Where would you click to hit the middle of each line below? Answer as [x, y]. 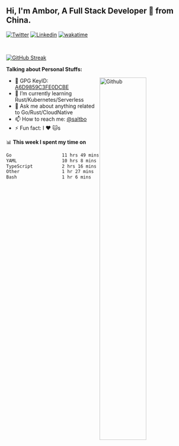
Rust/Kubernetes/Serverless [49, 99]
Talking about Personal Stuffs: [44, 69]
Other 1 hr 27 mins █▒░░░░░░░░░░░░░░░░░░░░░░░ [88, 172]
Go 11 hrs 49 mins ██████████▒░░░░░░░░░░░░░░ [88, 155]
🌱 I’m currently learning [43, 93]
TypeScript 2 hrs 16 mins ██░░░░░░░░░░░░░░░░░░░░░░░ [88, 166]
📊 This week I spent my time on [46, 142]
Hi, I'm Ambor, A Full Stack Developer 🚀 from [90, 11]
